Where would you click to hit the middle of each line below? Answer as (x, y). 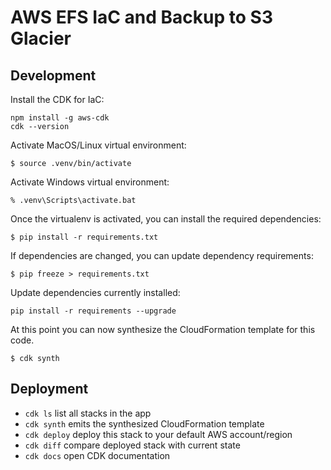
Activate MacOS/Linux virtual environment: (98, 145)
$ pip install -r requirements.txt (84, 237)
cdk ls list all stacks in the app (88, 413)
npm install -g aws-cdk (60, 118)
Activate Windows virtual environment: (90, 182)
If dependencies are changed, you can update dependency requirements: (162, 255)
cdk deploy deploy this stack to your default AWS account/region (158, 434)
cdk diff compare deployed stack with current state (132, 445)
